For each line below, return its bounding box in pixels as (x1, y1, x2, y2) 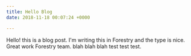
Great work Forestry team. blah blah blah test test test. (6, 43, 142, 50)
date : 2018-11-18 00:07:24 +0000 (6, 14, 90, 20)
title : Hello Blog (6, 8, 52, 15)
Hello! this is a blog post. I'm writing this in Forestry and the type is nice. (6, 36, 186, 43)
